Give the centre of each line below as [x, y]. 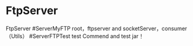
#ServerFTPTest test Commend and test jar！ [87, 36]
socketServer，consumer [155, 28]
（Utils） [17, 36]
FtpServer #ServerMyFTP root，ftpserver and [64, 28]
